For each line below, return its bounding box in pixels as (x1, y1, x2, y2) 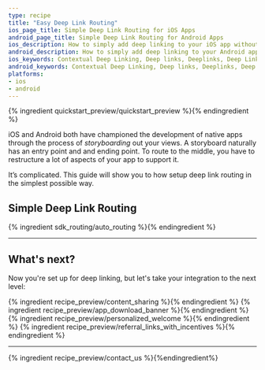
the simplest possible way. (8, 179, 95, 188)
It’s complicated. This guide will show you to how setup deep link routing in (8, 170, 252, 179)
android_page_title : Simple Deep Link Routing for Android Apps (8, 33, 224, 42)
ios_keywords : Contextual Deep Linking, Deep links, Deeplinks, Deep (8, 56, 242, 64)
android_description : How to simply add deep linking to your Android (8, 48, 245, 56)
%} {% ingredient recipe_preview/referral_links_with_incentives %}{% (8, 322, 235, 331)
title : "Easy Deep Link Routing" (8, 19, 118, 27)
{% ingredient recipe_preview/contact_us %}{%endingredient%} (8, 353, 218, 362)
